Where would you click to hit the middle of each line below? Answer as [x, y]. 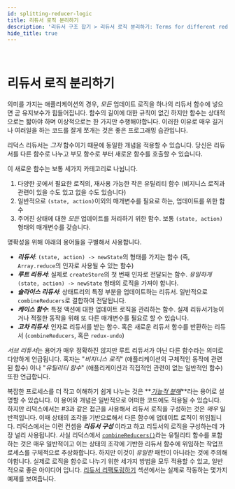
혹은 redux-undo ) [101, 335]
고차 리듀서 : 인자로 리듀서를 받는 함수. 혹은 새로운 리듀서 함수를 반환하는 [115, 327]
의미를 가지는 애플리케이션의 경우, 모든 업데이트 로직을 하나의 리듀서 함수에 [109, 104]
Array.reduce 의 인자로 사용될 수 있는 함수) [76, 265]
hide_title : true [33, 33]
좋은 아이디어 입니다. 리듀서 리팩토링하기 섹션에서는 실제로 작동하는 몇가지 [127, 470]
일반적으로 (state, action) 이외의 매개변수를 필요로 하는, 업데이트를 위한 [117, 201]
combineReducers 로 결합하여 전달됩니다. [72, 300]
